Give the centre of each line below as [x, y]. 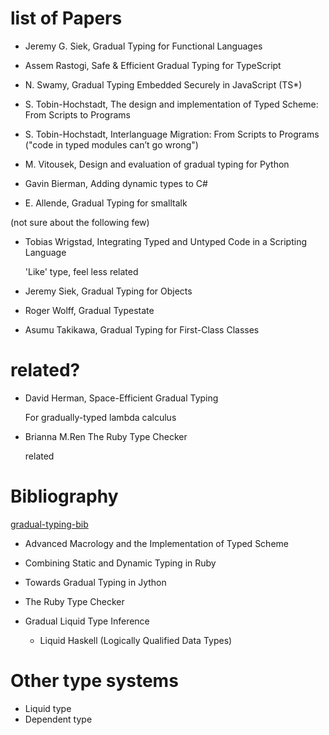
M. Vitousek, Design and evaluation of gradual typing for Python [157, 164]
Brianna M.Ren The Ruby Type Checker [106, 436]
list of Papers [66, 18]
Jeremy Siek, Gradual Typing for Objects [108, 291]
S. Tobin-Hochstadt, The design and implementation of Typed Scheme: [171, 104]
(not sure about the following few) [80, 222]
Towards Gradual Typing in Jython [95, 582]
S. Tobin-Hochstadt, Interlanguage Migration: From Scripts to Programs [172, 134]
